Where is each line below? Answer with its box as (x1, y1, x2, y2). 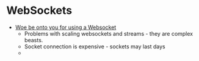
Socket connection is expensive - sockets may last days (24, 43, 166, 50)
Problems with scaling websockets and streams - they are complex (24, 30, 194, 37)
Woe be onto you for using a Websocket (15, 24, 117, 31)
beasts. (24, 36, 43, 43)
